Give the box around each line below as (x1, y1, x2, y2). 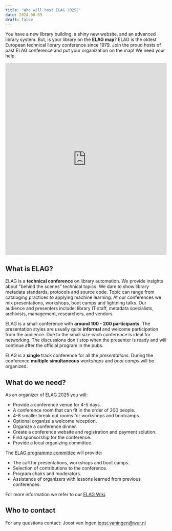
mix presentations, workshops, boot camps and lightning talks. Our (5, 300, 147, 306)
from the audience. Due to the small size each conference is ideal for (5, 332, 151, 338)
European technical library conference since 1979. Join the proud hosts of (5, 42, 161, 48)
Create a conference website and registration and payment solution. (12, 429, 157, 435)
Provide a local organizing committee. (12, 440, 93, 446)
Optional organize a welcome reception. (12, 418, 97, 424)
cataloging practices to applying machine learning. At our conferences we (5, 294, 161, 300)
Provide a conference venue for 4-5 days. (12, 402, 101, 407)
